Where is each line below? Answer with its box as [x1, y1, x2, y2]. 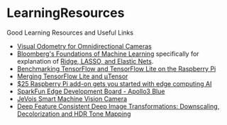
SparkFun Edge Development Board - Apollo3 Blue [16, 87, 165, 95]
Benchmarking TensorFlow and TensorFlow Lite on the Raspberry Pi [16, 64, 216, 73]
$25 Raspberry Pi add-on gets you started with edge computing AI [16, 79, 212, 88]
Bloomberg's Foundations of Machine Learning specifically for [16, 49, 199, 58]
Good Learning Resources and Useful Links [6, 28, 134, 37]
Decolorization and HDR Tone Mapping [16, 109, 131, 118]
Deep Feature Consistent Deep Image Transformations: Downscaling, [16, 102, 220, 110]
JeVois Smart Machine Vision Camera [16, 94, 128, 103]
